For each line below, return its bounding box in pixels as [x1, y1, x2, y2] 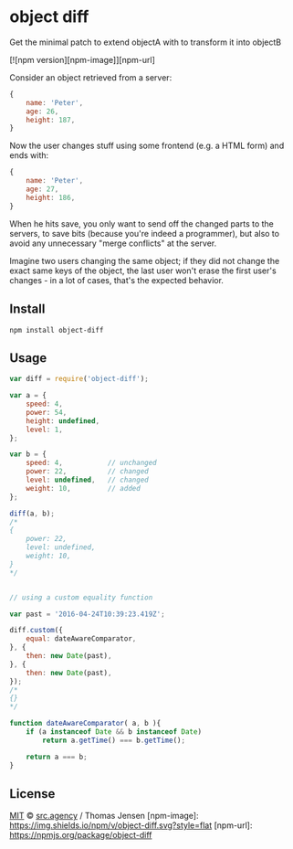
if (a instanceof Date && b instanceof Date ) [26, 727, 203, 737]
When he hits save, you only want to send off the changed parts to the [9, 218, 274, 229]
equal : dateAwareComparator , [26, 634, 137, 643]
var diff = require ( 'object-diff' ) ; [9, 375, 149, 384]
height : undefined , [26, 416, 100, 426]
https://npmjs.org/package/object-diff [9, 830, 152, 841]
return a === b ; [26, 752, 89, 761]
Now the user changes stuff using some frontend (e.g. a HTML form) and [9, 140, 285, 152]
